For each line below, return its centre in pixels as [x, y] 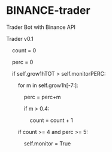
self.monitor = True [47, 143]
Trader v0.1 [20, 38]
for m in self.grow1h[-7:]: [48, 85]
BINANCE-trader [49, 11]
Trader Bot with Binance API [41, 27]
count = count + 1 [52, 120]
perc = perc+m [42, 97]
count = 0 [24, 50]
